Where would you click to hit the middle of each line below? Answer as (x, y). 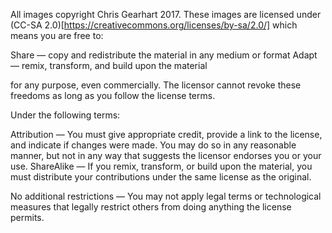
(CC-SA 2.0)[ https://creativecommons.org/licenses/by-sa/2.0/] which (154, 25)
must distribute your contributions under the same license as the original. (161, 177)
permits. (27, 217)
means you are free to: (57, 35)
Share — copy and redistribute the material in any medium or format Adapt (164, 55)
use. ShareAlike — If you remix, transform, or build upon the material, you (161, 166)
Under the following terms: (65, 115)
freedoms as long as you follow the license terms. (113, 95)
